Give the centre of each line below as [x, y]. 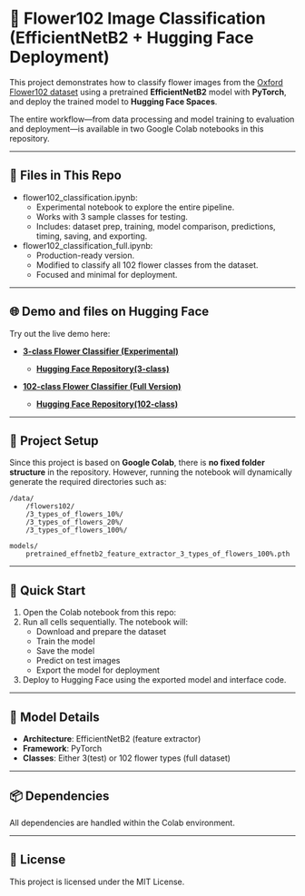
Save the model [65, 651]
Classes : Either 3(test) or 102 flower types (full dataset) [127, 758]
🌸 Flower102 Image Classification [138, 19]
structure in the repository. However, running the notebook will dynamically [151, 472]
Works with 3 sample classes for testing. [112, 216]
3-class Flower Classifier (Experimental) [100, 351]
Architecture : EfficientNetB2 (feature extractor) [112, 738]
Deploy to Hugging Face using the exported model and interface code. [154, 680]
